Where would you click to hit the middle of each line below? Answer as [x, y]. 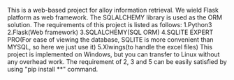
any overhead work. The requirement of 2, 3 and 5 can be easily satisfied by [117, 62]
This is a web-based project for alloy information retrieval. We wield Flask [113, 10]
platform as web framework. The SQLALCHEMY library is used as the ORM [115, 17]
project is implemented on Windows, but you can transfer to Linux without [114, 54]
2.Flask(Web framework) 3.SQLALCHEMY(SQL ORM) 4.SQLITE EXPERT [110, 32]
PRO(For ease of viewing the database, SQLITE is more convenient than [111, 40]
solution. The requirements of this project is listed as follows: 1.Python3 [110, 25]
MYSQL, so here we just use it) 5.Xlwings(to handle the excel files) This [110, 47]
